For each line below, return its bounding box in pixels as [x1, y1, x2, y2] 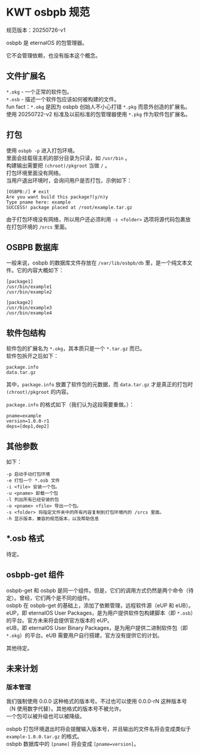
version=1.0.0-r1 [6, 418, 50, 424]
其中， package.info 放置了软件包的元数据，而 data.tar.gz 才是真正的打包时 [6, 381, 193, 388]
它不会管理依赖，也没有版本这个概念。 [6, 51, 101, 59]
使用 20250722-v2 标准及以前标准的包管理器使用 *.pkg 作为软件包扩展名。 [6, 110, 191, 117]
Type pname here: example [6, 199, 71, 205]
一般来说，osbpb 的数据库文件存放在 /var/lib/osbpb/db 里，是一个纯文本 [6, 259, 187, 266]
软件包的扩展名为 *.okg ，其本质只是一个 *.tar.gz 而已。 [6, 345, 146, 352]
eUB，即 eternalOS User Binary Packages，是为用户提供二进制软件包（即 [6, 624, 188, 631]
